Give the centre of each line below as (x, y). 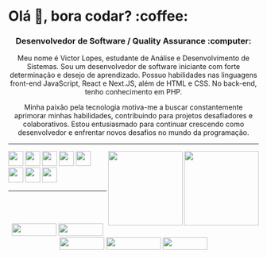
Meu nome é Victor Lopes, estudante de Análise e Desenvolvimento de (133, 58)
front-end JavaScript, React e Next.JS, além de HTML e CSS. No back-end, (133, 83)
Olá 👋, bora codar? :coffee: (98, 16)
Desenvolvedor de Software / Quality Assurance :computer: (133, 41)
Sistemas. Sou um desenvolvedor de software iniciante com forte (133, 67)
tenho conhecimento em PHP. (133, 92)
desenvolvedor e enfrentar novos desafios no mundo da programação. (133, 133)
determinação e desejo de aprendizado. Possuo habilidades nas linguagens (133, 75)
